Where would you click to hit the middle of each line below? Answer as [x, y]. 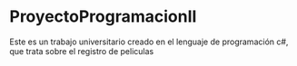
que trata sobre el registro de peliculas [82, 51]
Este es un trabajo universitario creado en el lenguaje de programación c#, [149, 42]
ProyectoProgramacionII [103, 17]
